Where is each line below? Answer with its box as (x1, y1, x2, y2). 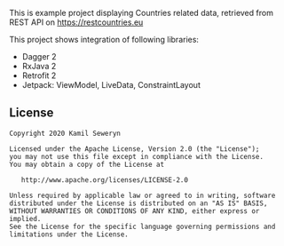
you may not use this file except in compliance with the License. (9, 152, 264, 161)
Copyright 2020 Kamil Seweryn (9, 129, 122, 138)
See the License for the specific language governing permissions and (9, 222, 276, 231)
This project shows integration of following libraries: (9, 35, 200, 44)
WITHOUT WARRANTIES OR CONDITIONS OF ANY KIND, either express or (9, 206, 260, 216)
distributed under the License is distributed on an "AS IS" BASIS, (9, 199, 268, 208)
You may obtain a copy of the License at (9, 160, 165, 169)
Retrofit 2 (21, 70, 57, 81)
